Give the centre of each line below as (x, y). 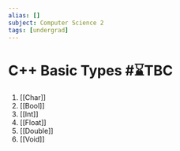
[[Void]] (32, 139)
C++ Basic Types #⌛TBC (91, 70)
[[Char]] (32, 98)
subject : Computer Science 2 (56, 23)
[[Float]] (33, 123)
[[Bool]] (32, 106)
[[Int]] (29, 114)
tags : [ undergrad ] (38, 30)
